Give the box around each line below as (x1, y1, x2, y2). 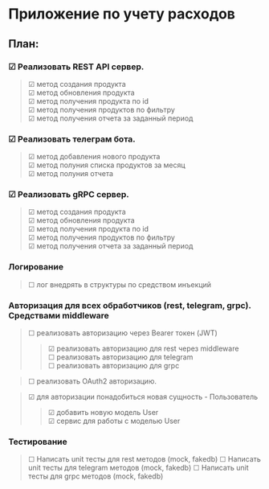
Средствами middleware (8, 310, 110, 321)
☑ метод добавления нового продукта (27, 152, 161, 162)
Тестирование (8, 436, 68, 447)
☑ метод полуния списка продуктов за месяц (27, 160, 186, 170)
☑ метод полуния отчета (27, 169, 114, 179)
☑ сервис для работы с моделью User (47, 416, 181, 426)
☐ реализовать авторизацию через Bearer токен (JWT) (27, 328, 218, 338)
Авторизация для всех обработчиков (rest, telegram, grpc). (8, 299, 251, 310)
